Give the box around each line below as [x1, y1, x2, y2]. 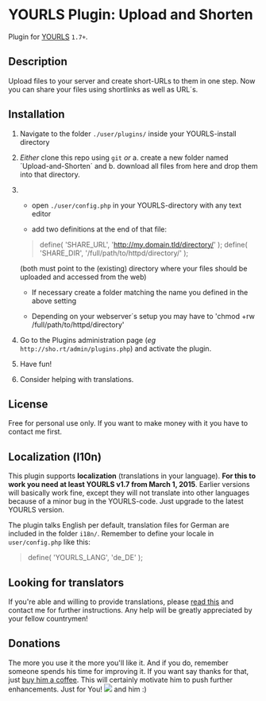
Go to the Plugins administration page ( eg [19, 335, 156, 345]
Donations [8, 637, 61, 650]
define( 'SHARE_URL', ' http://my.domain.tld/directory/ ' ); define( [39, 240, 248, 249]
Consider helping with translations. [19, 374, 134, 384]
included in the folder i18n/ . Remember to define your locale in [8, 529, 214, 539]
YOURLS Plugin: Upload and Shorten [8, 6, 254, 24]
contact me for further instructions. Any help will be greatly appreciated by [8, 606, 253, 614]
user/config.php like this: [8, 537, 91, 547]
